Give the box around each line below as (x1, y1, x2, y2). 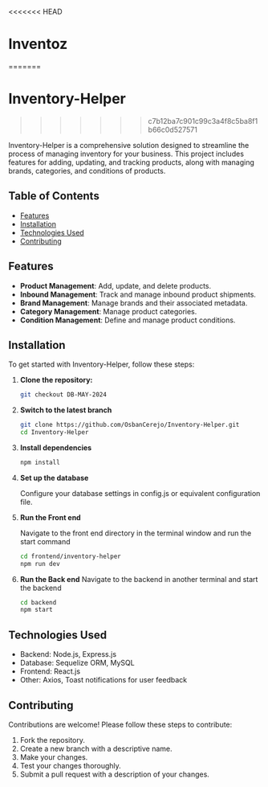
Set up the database (19, 473, 89, 482)
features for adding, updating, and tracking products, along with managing (8, 157, 255, 167)
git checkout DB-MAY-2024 (19, 391, 107, 399)
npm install (19, 458, 60, 466)
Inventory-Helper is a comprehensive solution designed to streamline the (8, 140, 250, 150)
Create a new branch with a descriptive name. (19, 744, 173, 753)
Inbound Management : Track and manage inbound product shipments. (19, 289, 257, 299)
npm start (19, 606, 54, 614)
